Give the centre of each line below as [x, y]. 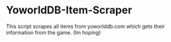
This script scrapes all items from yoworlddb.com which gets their [85, 26]
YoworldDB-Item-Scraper [69, 10]
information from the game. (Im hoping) [53, 32]
